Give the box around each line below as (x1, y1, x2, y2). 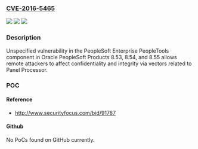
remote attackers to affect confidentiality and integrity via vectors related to (6, 60, 192, 67)
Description (6, 34, 41, 42)
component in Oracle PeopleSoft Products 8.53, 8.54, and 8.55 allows (6, 53, 177, 60)
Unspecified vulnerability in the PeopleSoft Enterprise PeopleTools (6, 47, 169, 54)
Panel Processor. (6, 66, 48, 73)
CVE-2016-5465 (6, 4, 55, 13)
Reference (6, 96, 33, 103)
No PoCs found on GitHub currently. (6, 136, 95, 143)
